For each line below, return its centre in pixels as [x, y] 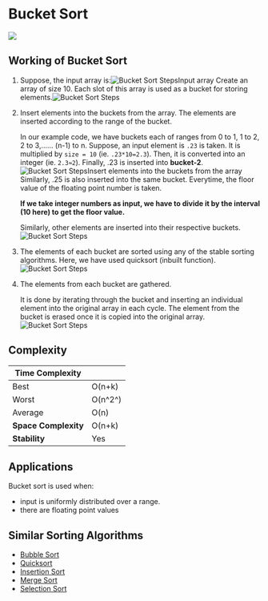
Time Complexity [48, 373]
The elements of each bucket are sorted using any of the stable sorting [137, 251]
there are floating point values [69, 510]
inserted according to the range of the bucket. [96, 121]
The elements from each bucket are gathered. [96, 284]
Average [28, 412]
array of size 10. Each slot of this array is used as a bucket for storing [134, 88]
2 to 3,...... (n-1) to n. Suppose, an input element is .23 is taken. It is [130, 145]
